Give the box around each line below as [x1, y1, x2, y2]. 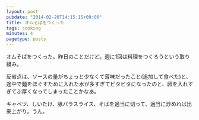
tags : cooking [6, 25, 42, 31]
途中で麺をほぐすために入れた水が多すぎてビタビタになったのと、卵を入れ [6, 80, 188, 87]
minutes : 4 [6, 31, 33, 37]
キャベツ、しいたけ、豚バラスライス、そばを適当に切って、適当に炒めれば [6, 100, 187, 107]
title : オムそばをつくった [6, 20, 65, 25]
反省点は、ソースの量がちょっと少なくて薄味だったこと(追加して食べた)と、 [6, 73, 192, 80]
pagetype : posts [6, 36, 46, 42]
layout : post [6, 8, 39, 15]
